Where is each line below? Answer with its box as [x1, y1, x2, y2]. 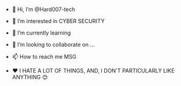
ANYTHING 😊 [12, 73, 48, 81]
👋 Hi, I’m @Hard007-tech [12, 6, 76, 13]
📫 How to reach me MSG [12, 53, 77, 60]
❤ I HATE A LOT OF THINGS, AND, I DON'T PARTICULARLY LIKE [12, 67, 175, 74]
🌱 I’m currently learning [12, 29, 71, 36]
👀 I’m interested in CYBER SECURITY [12, 18, 105, 24]
